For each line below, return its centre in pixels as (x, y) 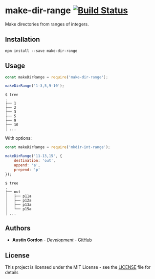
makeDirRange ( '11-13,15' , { (34, 156)
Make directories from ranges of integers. (47, 24)
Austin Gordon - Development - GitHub (52, 240)
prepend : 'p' (27, 170)
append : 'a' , (27, 165)
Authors (18, 228)
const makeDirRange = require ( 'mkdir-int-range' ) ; (58, 147)
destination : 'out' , (35, 161)
